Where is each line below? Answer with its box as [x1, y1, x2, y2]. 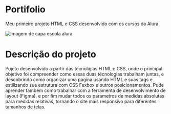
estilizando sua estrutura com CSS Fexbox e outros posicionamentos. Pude [5, 82, 164, 88]
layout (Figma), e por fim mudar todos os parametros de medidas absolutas [5, 92, 165, 99]
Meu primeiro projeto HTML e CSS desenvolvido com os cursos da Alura [5, 21, 159, 27]
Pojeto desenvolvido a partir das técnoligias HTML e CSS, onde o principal [5, 65, 163, 71]
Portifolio [5, 4, 46, 15]
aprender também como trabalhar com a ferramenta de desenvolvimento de [5, 87, 166, 93]
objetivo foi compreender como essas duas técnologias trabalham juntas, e [5, 71, 164, 77]
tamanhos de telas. [5, 104, 46, 110]
